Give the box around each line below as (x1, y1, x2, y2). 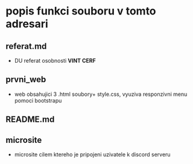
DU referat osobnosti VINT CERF (14, 57, 96, 64)
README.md (5, 115, 55, 125)
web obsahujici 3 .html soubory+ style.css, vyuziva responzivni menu (14, 90, 188, 98)
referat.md (5, 41, 47, 51)
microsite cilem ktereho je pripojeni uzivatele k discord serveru (14, 151, 171, 158)
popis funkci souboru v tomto (5, 4, 156, 18)
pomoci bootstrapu (14, 96, 62, 104)
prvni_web (5, 74, 46, 85)
